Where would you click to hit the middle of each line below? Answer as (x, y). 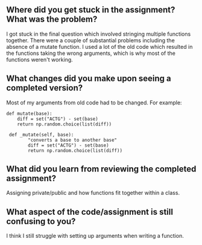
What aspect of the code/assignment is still (90, 212)
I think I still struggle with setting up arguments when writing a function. (95, 236)
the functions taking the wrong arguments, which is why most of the (91, 53)
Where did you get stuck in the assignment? (91, 10)
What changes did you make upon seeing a (89, 79)
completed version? (45, 88)
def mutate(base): (29, 113)
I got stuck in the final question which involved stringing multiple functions (99, 34)
